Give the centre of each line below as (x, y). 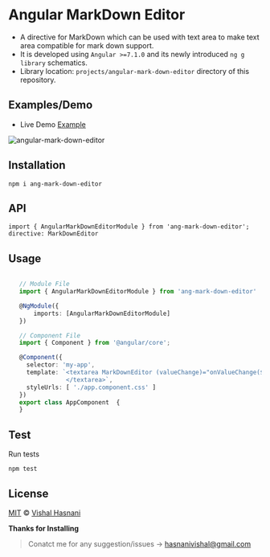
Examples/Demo (51, 105)
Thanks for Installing (43, 528)
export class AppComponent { (70, 402)
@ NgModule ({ (39, 306)
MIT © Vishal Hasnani (45, 513)
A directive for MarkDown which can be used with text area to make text (139, 37)
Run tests (24, 454)
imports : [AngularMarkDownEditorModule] (102, 313)
